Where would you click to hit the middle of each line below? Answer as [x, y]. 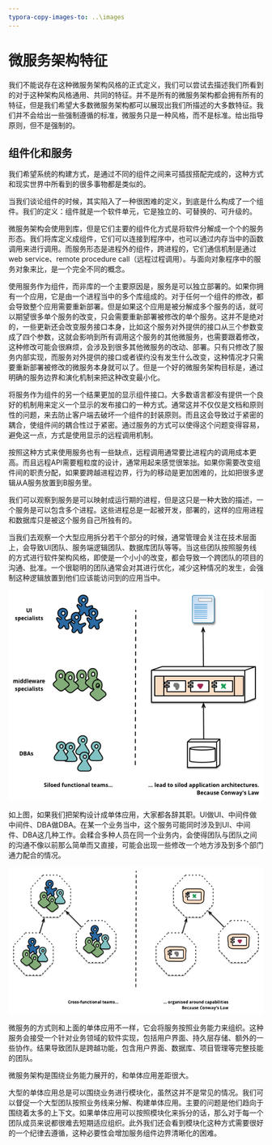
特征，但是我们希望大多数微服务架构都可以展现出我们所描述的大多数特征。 [132, 104]
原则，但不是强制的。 [44, 125]
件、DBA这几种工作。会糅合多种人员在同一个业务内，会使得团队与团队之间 [133, 835]
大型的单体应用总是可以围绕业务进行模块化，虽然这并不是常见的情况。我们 [132, 1092]
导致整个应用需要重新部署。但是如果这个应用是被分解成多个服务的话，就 [136, 307]
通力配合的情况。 [37, 855]
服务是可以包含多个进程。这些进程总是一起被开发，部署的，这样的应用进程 [139, 510]
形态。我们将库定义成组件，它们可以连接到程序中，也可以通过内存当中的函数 [136, 239]
